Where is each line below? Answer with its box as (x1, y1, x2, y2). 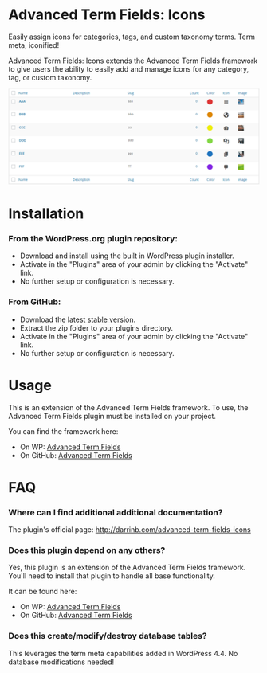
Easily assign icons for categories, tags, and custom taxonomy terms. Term (8, 32, 255, 41)
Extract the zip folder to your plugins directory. (19, 323, 174, 332)
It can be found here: (8, 587, 77, 597)
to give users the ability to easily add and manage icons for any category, (8, 64, 249, 73)
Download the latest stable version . (19, 315, 136, 324)
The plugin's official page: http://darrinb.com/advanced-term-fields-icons (8, 525, 251, 534)
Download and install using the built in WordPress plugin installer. (19, 251, 235, 260)
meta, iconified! (8, 40, 60, 49)
